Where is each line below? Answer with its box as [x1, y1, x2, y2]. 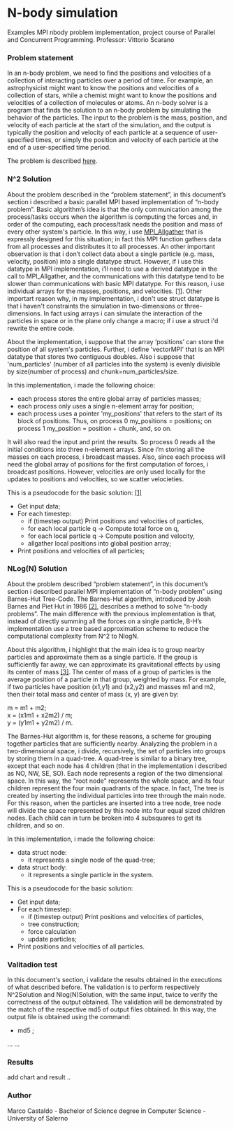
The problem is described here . [7, 157, 98, 165]
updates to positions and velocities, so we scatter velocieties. [7, 474, 184, 483]
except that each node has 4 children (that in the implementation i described [7, 761, 227, 770]
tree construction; [27, 920, 80, 928]
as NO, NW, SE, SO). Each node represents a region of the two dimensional [7, 769, 224, 777]
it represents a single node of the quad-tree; [27, 855, 156, 864]
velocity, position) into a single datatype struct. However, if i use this [7, 257, 204, 265]
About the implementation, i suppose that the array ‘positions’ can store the [7, 337, 224, 346]
